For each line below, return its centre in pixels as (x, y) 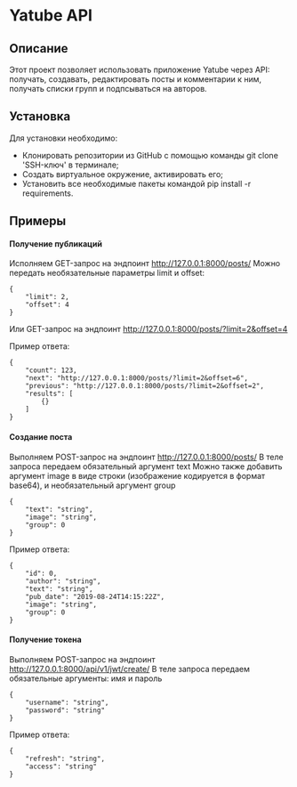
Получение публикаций (56, 243)
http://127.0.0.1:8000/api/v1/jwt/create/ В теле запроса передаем (130, 669)
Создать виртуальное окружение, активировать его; (123, 174)
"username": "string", (67, 702)
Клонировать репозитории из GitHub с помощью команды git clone (150, 155)
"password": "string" (65, 710)
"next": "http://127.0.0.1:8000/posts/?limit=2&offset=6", (137, 378)
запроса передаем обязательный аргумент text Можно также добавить (146, 466)
